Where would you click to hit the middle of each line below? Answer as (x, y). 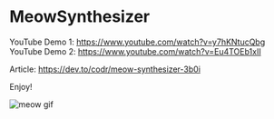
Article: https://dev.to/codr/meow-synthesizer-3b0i (105, 69)
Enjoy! (21, 86)
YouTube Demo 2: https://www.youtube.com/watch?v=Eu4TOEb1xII (135, 51)
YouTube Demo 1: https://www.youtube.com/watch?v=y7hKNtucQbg (137, 42)
